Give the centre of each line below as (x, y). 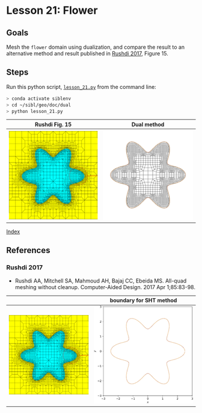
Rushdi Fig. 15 (54, 124)
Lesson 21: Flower (52, 11)
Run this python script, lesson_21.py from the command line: (81, 87)
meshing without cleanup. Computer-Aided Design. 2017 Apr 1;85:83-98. (105, 287)
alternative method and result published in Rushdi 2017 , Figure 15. (87, 54)
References (28, 250)
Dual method (148, 124)
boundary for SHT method (143, 301)
